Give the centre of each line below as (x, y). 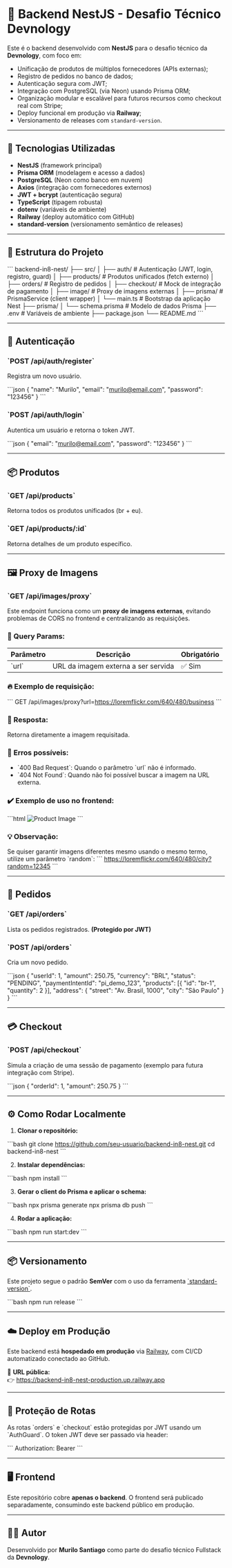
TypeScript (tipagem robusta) (60, 202)
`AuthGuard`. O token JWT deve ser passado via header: (88, 1434)
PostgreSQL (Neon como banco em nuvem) (80, 180)
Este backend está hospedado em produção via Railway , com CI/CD (105, 1351)
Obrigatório (200, 654)
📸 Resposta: (28, 719)
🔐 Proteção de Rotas (51, 1411)
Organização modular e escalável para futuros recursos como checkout (119, 98)
